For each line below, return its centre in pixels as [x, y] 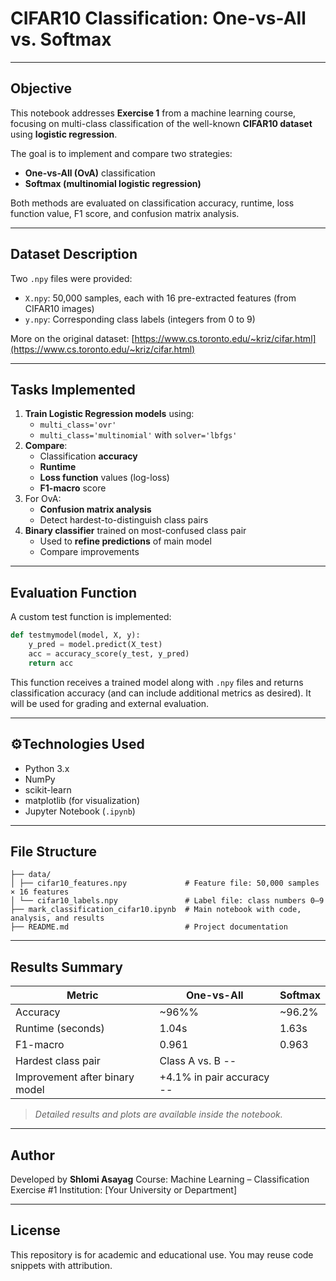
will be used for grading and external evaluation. [110, 703]
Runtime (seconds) [60, 1029]
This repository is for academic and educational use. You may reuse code [162, 1254]
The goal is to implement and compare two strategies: [121, 153]
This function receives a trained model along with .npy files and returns [157, 682]
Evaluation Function [74, 592]
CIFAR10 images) [59, 308]
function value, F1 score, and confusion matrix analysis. [125, 213]
